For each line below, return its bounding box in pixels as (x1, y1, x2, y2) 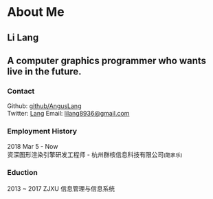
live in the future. (7, 65, 82, 77)
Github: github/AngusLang (7, 102, 82, 110)
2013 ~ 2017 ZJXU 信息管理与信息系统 (7, 184, 115, 193)
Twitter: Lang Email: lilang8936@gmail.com (7, 109, 130, 118)
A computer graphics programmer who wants (7, 54, 207, 66)
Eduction (7, 168, 38, 178)
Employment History (7, 127, 78, 136)
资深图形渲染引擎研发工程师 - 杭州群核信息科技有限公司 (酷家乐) (7, 150, 183, 158)
